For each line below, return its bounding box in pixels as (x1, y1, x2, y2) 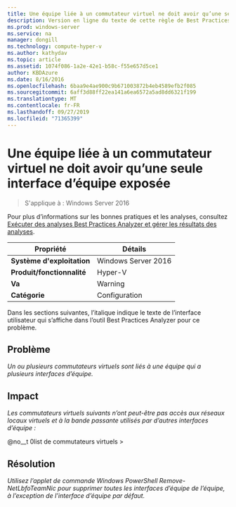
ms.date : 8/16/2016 (7, 75, 65, 83)
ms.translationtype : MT (7, 96, 77, 103)
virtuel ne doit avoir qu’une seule (7, 160, 204, 176)
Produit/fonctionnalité (11, 267, 86, 277)
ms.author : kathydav (7, 50, 68, 57)
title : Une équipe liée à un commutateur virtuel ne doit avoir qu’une (7, 10, 221, 18)
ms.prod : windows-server (7, 23, 80, 30)
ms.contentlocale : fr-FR (7, 102, 80, 109)
